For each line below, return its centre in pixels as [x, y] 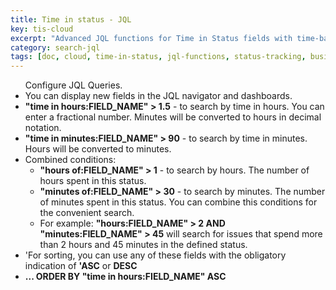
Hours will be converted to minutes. [98, 149]
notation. [43, 128]
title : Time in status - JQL [71, 19]
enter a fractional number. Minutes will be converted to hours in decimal [173, 117]
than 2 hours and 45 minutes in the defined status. [143, 245]
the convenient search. [87, 213]
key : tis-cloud [42, 29]
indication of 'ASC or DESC [81, 266]
